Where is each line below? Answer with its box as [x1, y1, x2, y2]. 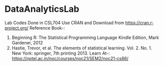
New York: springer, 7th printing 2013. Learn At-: [11, 50, 110, 56]
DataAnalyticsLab [4, 3, 80, 15]
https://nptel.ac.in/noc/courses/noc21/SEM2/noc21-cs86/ [11, 55, 129, 61]
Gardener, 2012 [11, 39, 43, 45]
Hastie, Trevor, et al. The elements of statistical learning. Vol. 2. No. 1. [11, 45, 153, 51]
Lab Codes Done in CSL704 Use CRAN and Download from [4, 20, 125, 26]
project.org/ [4, 25, 29, 31]
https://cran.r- [125, 20, 154, 26]
